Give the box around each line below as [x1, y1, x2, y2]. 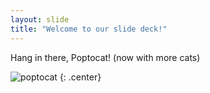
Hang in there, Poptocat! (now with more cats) [10, 51, 201, 63]
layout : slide [10, 14, 70, 25]
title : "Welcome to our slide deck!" [10, 24, 168, 34]
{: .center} [59, 71, 102, 83]
